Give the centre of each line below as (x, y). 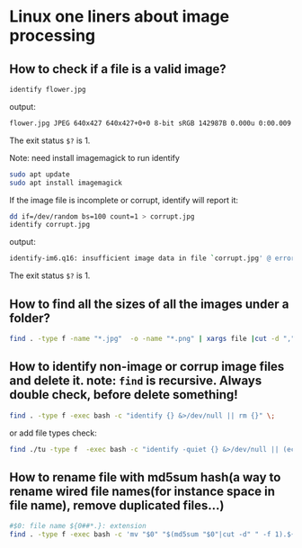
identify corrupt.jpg (50, 225)
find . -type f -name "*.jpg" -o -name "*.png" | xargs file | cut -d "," (152, 338)
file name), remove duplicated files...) (117, 505)
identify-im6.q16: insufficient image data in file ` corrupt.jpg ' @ (140, 258)
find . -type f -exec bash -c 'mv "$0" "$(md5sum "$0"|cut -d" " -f (140, 535)
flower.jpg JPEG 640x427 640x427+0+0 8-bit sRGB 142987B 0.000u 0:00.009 (151, 123)
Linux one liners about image (120, 17)
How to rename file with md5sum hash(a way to (145, 477)
